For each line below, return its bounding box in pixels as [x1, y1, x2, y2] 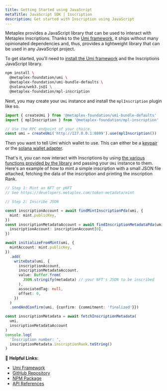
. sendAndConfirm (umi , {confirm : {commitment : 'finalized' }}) [9, 305, 139, 310]
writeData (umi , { [14, 259, 50, 264]
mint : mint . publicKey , [9, 213, 57, 218]
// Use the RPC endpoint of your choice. [5, 126, 92, 132]
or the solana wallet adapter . [5, 145, 64, 152]
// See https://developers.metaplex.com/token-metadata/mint [5, 190, 135, 195]
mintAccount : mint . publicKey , [9, 245, 72, 250]
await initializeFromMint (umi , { [5, 240, 75, 245]
